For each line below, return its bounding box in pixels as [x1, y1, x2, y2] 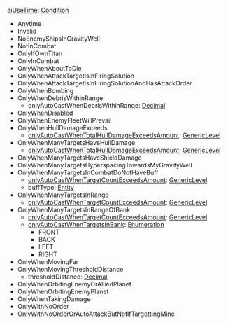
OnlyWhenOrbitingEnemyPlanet [17, 287, 109, 296]
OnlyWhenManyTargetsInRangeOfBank [17, 206, 131, 214]
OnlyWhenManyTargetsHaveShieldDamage [17, 153, 142, 162]
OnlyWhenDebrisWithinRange [17, 94, 104, 102]
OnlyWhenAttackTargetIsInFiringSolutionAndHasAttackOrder [17, 79, 192, 87]
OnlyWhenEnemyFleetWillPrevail [17, 116, 112, 125]
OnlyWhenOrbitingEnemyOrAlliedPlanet [17, 280, 131, 288]
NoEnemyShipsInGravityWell [17, 34, 100, 43]
